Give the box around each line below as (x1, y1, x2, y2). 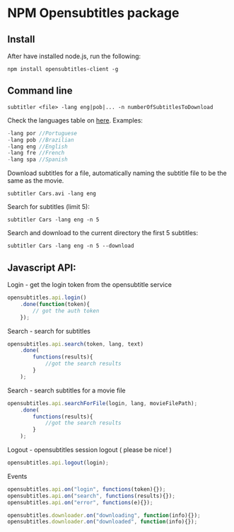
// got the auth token (33, 307, 100, 315)
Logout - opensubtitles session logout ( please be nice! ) (7, 446, 172, 454)
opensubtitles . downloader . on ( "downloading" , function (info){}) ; (7, 511, 201, 519)
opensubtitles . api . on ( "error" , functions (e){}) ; (7, 499, 153, 506)
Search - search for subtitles (7, 327, 90, 335)
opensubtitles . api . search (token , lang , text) (7, 340, 144, 348)
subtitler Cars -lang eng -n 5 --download (7, 242, 134, 249)
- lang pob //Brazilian (7, 136, 74, 143)
